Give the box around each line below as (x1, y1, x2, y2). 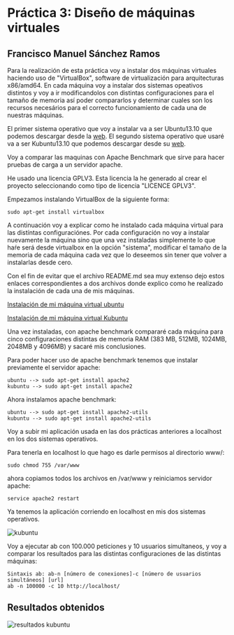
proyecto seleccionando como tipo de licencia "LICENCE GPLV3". (7, 182, 196, 190)
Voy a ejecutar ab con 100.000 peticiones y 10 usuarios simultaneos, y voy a (7, 542, 227, 550)
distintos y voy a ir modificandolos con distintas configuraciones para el (7, 89, 214, 97)
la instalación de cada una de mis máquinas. (7, 287, 135, 295)
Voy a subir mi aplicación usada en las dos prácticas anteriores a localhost (7, 428, 222, 435)
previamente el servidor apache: (7, 363, 101, 371)
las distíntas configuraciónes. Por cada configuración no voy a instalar (7, 228, 210, 236)
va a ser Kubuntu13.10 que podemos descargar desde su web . (7, 139, 187, 148)
